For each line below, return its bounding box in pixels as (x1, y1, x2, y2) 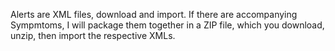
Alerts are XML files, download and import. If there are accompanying (10, 9, 298, 20)
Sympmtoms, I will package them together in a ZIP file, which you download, (10, 19, 325, 31)
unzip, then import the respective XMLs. (10, 30, 176, 41)
